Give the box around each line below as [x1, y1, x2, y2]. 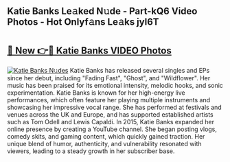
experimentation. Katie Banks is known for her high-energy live [7, 89, 185, 97]
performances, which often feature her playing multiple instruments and [7, 96, 211, 104]
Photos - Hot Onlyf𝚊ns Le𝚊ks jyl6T [7, 16, 159, 28]
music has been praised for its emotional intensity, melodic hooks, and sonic [7, 82, 223, 89]
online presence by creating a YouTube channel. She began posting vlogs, [7, 125, 218, 133]
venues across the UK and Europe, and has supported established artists [7, 111, 214, 119]
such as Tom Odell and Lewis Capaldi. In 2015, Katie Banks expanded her [7, 118, 215, 126]
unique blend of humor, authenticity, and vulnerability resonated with [7, 140, 202, 148]
